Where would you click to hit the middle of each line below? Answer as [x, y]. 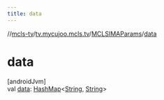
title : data [24, 14]
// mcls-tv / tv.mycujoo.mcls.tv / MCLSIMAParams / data [82, 34]
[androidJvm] [27, 81]
